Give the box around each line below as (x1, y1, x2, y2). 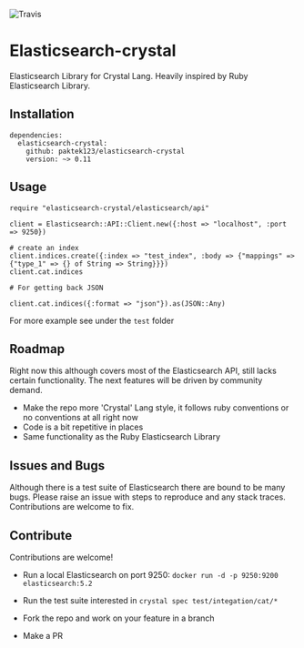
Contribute (9, 528, 73, 543)
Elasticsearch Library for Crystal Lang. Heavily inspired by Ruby (9, 70, 248, 81)
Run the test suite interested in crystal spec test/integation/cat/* (22, 595, 279, 605)
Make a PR (22, 631, 64, 641)
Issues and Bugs (9, 458, 106, 473)
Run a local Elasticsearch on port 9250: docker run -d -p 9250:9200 (22, 570, 279, 580)
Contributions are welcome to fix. (9, 501, 135, 512)
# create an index (9, 243, 79, 252)
